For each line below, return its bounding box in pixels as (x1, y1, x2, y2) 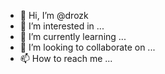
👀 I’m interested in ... (19, 20, 105, 32)
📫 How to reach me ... (19, 53, 113, 64)
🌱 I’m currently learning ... (19, 31, 127, 42)
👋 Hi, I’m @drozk (19, 10, 89, 21)
